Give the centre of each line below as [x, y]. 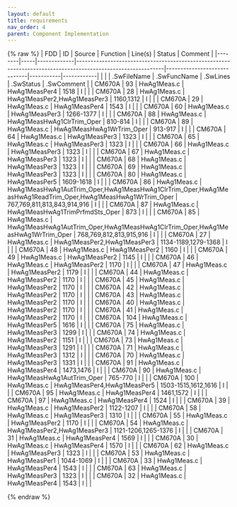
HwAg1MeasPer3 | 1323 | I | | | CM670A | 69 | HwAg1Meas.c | [97, 167]
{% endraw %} [29, 497]
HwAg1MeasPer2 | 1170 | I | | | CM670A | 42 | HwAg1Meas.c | [96, 287]
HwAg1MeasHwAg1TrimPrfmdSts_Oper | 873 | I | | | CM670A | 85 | [104, 212]
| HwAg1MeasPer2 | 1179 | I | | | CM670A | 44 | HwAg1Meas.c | [98, 272]
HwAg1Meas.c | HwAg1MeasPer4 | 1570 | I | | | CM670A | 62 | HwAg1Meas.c [118, 446]
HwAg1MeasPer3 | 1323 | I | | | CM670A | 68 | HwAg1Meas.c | [97, 160]
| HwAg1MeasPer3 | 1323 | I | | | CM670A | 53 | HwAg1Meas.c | [99, 453]
